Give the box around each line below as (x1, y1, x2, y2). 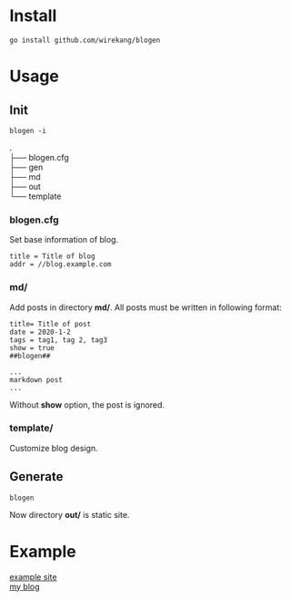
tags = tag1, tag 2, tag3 (9, 335, 107, 345)
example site (9, 571, 57, 582)
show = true (9, 343, 55, 352)
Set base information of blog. (9, 234, 119, 245)
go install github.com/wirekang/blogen (9, 36, 161, 45)
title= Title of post (9, 319, 92, 328)
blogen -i (9, 126, 47, 135)
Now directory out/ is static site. (9, 509, 130, 520)
